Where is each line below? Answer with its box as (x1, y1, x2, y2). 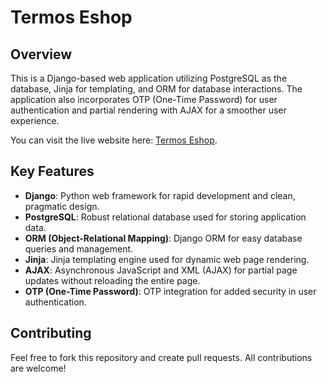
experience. (10, 115, 60, 126)
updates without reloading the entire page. (24, 274, 201, 286)
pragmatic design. (24, 200, 100, 212)
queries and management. (24, 242, 134, 255)
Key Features (10, 163, 95, 180)
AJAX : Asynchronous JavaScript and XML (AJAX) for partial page (24, 264, 298, 276)
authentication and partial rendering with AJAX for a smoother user (10, 104, 287, 116)
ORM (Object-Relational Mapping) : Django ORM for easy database (24, 232, 303, 244)
